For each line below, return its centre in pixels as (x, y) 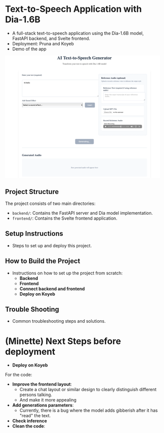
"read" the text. (35, 416)
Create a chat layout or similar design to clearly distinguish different (88, 390)
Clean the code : (29, 426)
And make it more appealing (48, 400)
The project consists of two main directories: (50, 203)
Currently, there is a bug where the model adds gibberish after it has (89, 410)
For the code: (19, 375)
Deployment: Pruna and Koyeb (43, 43)
